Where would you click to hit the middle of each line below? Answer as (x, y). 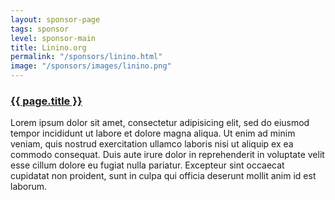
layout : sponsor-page (55, 19)
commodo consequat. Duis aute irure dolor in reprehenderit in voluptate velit (167, 155)
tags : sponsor (40, 29)
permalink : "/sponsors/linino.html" (86, 57)
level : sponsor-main (53, 38)
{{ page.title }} (46, 101)
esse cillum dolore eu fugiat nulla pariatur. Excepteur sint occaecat (147, 165)
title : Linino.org (48, 47)
